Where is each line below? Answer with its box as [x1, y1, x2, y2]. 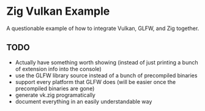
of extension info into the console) [15, 65, 102, 72]
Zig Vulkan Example [6, 4, 110, 18]
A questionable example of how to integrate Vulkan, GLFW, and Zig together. [6, 25, 199, 32]
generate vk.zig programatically [15, 91, 96, 99]
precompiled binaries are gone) [15, 85, 95, 92]
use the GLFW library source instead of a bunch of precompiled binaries [15, 72, 198, 79]
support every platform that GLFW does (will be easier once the [15, 78, 176, 85]
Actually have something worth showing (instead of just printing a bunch [15, 58, 199, 66]
